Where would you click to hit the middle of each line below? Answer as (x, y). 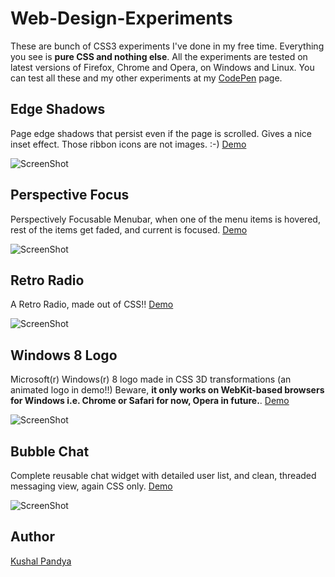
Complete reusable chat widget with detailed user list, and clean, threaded (163, 475)
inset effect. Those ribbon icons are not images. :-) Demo (128, 144)
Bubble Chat (50, 451)
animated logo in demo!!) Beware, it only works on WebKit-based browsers (167, 390)
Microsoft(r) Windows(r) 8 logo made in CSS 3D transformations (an (151, 379)
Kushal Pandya (41, 561)
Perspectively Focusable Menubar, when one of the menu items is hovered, (165, 219)
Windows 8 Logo (64, 355)
